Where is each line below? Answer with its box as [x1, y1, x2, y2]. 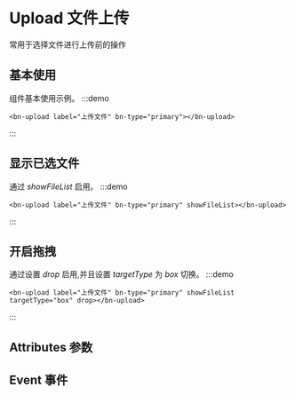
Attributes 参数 [9, 339, 93, 355]
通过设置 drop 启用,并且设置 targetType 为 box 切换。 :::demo [9, 269, 234, 280]
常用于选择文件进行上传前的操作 [9, 39, 126, 50]
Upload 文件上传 [9, 8, 130, 28]
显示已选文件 [9, 156, 80, 171]
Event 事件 [9, 373, 68, 388]
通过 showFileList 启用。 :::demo [9, 181, 128, 192]
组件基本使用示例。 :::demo [9, 92, 109, 103]
